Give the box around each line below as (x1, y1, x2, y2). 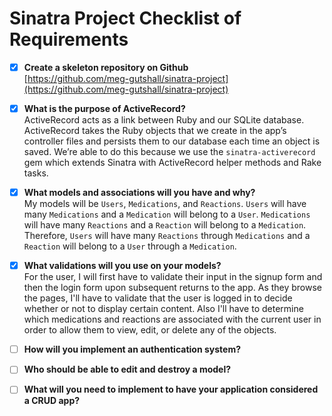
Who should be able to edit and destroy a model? (23, 363, 232, 376)
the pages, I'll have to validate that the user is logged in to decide (23, 292, 293, 304)
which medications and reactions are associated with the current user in (23, 313, 322, 326)
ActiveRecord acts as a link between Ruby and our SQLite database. (23, 114, 305, 126)
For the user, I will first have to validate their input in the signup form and (23, 271, 323, 283)
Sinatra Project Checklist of (9, 7, 242, 30)
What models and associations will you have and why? (23, 187, 256, 199)
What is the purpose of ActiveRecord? (23, 103, 186, 114)
